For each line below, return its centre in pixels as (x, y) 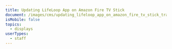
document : (16, 15)
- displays (21, 29)
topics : (14, 24)
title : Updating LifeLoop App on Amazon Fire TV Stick (65, 10)
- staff (18, 39)
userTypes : (17, 34)
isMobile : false (23, 19)
